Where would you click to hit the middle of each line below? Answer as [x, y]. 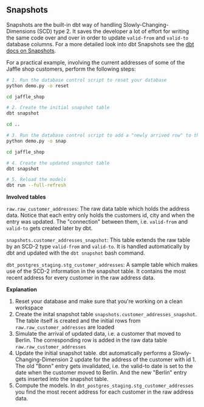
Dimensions [21, 31]
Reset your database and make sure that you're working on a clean [99, 302]
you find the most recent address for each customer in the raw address [104, 392]
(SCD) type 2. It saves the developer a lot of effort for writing [113, 31]
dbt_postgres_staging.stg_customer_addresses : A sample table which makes [102, 265]
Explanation [22, 289]
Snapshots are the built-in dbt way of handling [64, 24]
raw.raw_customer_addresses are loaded [64, 327]
